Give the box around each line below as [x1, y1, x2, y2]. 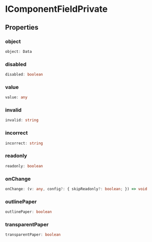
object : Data [5, 49, 32, 54]
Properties [5, 23, 39, 32]
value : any [5, 95, 28, 100]
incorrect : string [5, 141, 43, 146]
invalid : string [5, 118, 39, 123]
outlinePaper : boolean [5, 209, 52, 214]
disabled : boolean [5, 72, 43, 77]
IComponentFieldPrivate [5, 3, 108, 15]
